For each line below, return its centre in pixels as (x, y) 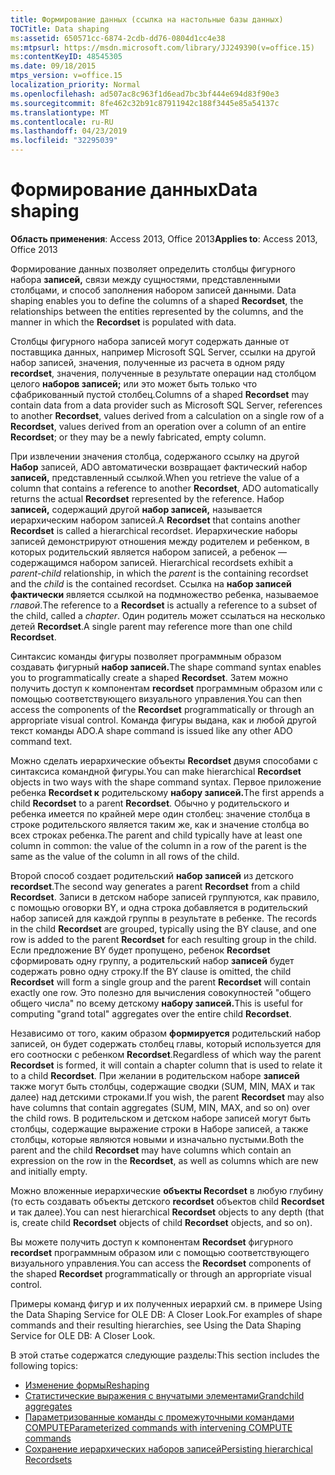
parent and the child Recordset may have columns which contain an (151, 1150)
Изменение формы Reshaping (87, 1385)
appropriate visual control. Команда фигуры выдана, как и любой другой (163, 720)
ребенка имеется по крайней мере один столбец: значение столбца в (160, 813)
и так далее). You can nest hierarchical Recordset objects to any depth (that (167, 1212)
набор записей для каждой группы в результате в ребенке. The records (163, 918)
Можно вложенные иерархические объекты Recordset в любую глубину (167, 1190)
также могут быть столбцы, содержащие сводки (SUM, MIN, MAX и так (163, 1086)
